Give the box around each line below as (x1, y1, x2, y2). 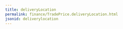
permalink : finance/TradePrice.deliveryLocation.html (5, 12, 119, 17)
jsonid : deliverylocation (5, 16, 58, 21)
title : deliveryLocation (5, 7, 56, 12)
